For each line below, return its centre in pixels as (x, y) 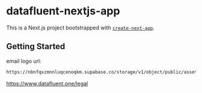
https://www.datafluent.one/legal (47, 83)
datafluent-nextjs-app (63, 11)
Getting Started (36, 46)
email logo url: (24, 61)
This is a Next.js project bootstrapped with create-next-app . (81, 28)
